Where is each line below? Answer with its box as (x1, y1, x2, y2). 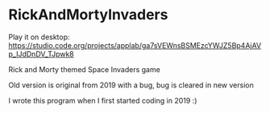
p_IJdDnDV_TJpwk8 (8, 49, 74, 59)
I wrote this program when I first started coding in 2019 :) (8, 95, 197, 105)
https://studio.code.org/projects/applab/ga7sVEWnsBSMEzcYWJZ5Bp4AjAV (8, 40, 262, 50)
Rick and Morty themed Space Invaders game (8, 64, 161, 74)
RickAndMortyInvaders (8, 6, 168, 24)
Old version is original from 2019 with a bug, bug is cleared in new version (8, 80, 254, 90)
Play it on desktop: (8, 32, 70, 42)
